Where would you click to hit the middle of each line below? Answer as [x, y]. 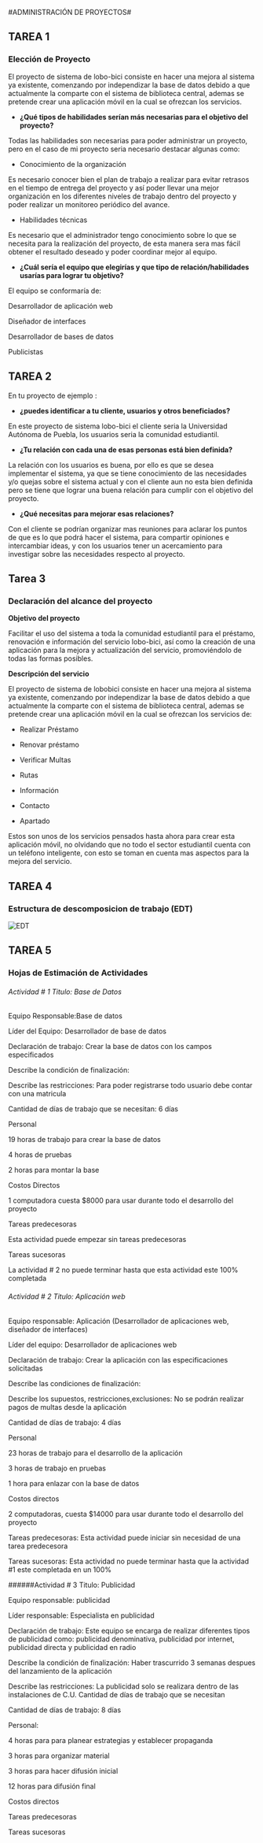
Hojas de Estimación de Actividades [78, 973]
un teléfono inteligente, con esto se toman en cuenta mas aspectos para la [129, 853]
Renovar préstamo [49, 745]
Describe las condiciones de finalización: [75, 1383]
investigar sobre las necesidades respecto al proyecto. [97, 554]
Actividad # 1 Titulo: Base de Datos [65, 992]
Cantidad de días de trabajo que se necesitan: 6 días [93, 1109]
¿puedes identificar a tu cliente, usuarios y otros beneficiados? [125, 410]
